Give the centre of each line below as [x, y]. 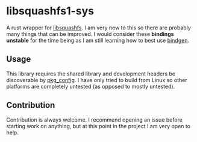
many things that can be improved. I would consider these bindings [90, 34]
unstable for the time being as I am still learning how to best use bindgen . [98, 40]
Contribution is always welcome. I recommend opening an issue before [94, 120]
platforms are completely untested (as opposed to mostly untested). [91, 86]
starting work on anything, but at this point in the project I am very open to [98, 126]
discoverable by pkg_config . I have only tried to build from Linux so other [97, 80]
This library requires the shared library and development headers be [91, 74]
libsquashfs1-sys [50, 11]
